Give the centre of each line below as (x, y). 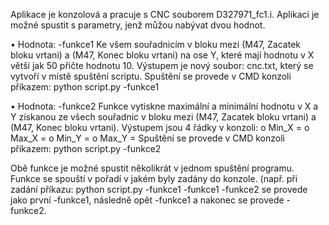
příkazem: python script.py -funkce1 (85, 87)
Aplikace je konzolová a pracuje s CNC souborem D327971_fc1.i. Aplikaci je (165, 14)
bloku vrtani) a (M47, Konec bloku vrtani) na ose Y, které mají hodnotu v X (162, 55)
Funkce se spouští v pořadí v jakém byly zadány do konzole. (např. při (154, 178)
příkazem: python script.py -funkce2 (86, 148)
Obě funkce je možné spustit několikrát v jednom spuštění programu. (152, 168)
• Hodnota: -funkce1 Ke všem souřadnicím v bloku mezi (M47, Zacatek (156, 44)
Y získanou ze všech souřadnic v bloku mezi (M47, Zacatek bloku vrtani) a (163, 117)
